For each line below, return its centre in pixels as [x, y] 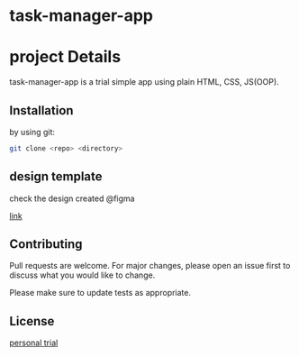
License [32, 321]
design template [56, 177]
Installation [41, 110]
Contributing [46, 244]
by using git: [32, 132]
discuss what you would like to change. [82, 275]
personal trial [34, 343]
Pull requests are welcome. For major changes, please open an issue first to [150, 266]
